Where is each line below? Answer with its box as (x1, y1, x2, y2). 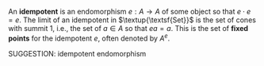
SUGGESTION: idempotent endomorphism (8, 49, 147, 58)
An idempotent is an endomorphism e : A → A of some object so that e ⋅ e (8, 7, 251, 16)
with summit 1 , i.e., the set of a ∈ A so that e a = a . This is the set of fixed (8, 24, 248, 33)
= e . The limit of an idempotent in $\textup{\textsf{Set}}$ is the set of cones (8, 15, 256, 25)
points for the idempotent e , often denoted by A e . (8, 32, 170, 43)
